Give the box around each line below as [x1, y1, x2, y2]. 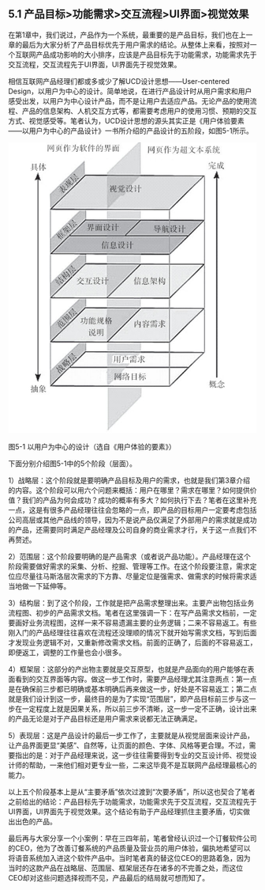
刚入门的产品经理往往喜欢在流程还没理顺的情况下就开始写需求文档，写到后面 [8, 628, 257, 638]
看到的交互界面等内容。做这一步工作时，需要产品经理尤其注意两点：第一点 [14, 675, 257, 684]
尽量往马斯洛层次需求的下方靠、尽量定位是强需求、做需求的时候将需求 [21, 572, 250, 581]
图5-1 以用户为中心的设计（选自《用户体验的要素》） [8, 442, 176, 452]
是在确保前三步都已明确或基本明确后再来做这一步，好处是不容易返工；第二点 [8, 684, 257, 694]
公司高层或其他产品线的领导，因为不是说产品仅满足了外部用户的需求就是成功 [8, 515, 257, 525]
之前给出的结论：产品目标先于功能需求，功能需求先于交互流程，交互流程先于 [8, 797, 257, 807]
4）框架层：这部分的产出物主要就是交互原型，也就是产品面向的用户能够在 [8, 665, 248, 674]
